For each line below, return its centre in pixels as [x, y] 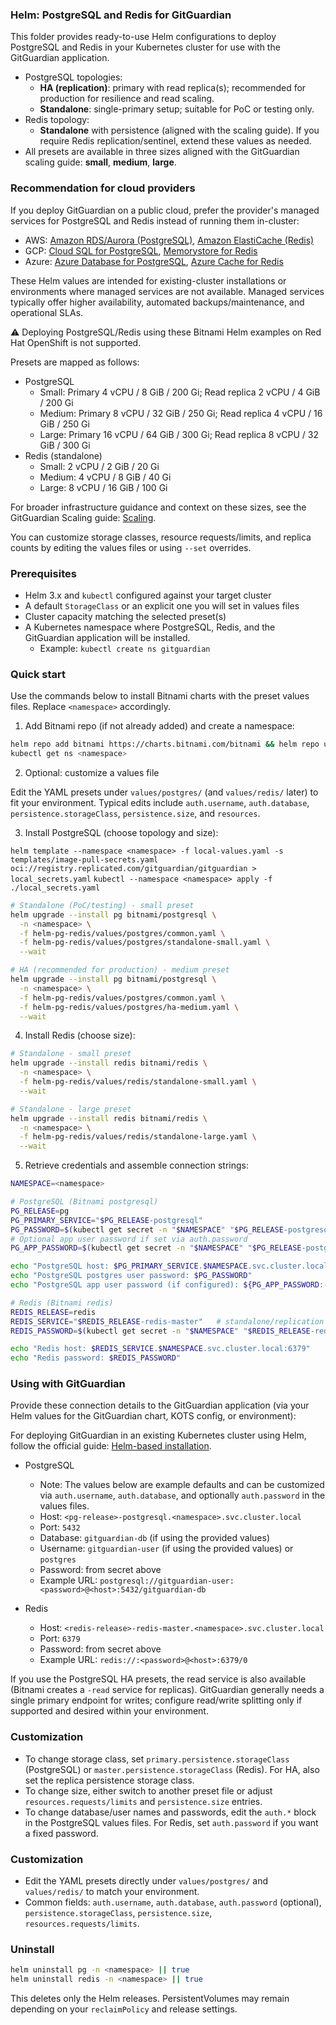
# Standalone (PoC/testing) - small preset [102, 905]
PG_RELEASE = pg [40, 1211]
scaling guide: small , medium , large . [100, 162]
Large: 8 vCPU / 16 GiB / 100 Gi [103, 487]
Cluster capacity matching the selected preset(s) [125, 616]
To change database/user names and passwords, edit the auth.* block [170, 1812]
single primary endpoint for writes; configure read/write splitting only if [156, 1700]
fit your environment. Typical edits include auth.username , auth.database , [160, 802]
